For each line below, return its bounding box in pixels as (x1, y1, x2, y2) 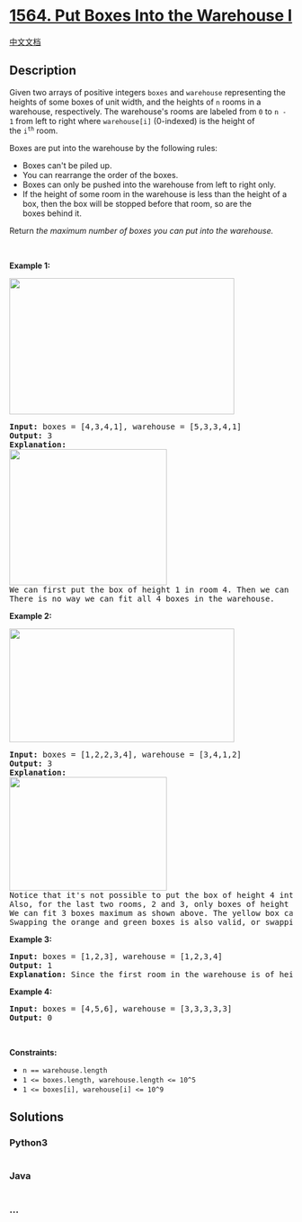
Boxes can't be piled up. (22, 159, 112, 171)
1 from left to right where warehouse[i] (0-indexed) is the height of (9, 115, 255, 126)
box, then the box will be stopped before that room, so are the (22, 198, 252, 209)
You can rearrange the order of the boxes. (22, 169, 179, 180)
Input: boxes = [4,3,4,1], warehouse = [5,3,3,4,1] (9, 421, 243, 432)
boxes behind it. (22, 208, 83, 219)
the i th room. (9, 125, 58, 136)
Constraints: (9, 1047, 58, 1057)
